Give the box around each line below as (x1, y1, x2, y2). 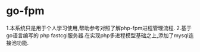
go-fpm (6, 4, 45, 18)
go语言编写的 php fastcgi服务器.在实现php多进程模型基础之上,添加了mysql (6, 31, 189, 39)
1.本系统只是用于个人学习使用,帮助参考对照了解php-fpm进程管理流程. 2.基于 (6, 24, 192, 31)
